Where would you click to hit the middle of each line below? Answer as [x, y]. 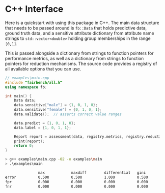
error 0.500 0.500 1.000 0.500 [77, 177]
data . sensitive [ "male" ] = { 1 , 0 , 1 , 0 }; [56, 105]
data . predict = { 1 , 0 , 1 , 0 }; [45, 123]
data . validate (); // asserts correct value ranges [68, 114]
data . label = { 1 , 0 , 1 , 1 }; [42, 128]
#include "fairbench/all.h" [34, 82]
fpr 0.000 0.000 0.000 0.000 [77, 182]
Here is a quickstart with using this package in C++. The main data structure [82, 23]
